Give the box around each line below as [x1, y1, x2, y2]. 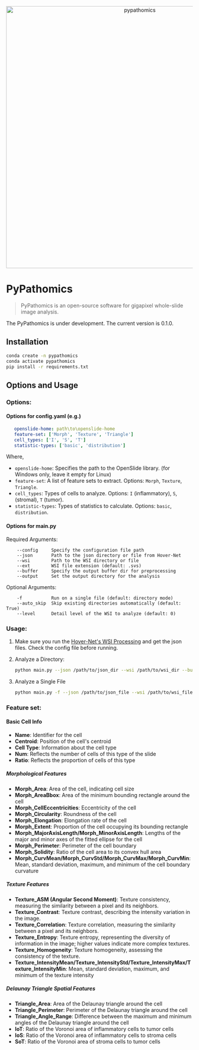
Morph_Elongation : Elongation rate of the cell [14, 817, 127, 824]
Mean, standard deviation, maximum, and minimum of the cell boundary [14, 861, 191, 868]
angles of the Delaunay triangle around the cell [14, 1019, 129, 1026]
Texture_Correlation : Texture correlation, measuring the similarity [14, 921, 176, 928]
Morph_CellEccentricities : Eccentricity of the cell [14, 804, 136, 811]
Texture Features [6, 881, 49, 888]
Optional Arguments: [6, 583, 57, 590]
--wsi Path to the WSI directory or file [17, 558, 139, 564]
